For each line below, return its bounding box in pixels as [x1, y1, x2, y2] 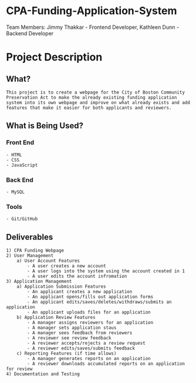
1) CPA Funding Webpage [6, 248, 65, 254]
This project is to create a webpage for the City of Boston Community [6, 89, 185, 95]
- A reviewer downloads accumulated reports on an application [27, 361, 185, 367]
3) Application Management [6, 278, 72, 285]
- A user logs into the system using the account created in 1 [27, 268, 185, 274]
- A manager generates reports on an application [27, 356, 151, 362]
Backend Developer [6, 29, 54, 36]
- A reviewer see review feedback [27, 335, 111, 341]
